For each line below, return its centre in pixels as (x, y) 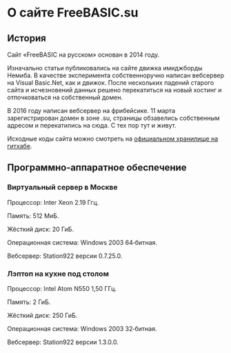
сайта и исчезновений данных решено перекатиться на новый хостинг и (114, 90)
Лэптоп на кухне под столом (58, 274)
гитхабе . (20, 146)
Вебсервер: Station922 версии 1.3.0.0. (63, 342)
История (27, 38)
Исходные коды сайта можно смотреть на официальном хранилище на (113, 139)
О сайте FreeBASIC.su (73, 13)
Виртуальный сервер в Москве (63, 188)
